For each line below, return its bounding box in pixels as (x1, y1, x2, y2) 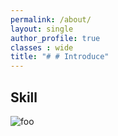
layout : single (10, 24, 74, 34)
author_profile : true (10, 33, 101, 43)
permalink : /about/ (10, 14, 92, 25)
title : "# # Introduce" (10, 52, 110, 62)
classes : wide (10, 42, 74, 53)
